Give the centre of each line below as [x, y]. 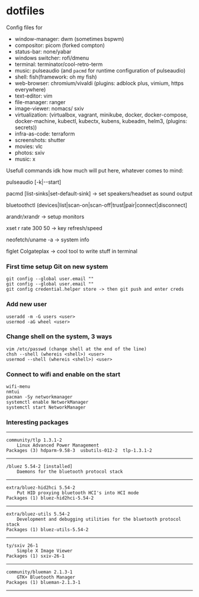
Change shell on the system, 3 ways [59, 337]
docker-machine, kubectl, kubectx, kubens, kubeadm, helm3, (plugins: [101, 121]
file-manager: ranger [40, 102]
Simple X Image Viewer [45, 551]
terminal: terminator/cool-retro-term [59, 64]
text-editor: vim [33, 96]
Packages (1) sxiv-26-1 [36, 556]
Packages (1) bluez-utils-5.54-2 [47, 530]
